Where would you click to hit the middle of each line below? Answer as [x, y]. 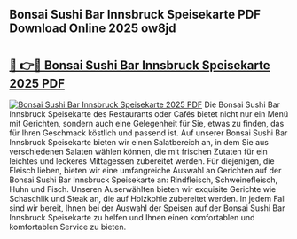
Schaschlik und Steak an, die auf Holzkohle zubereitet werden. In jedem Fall [148, 199]
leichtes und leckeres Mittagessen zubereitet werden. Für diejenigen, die [142, 161]
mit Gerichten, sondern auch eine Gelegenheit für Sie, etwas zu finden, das [147, 123]
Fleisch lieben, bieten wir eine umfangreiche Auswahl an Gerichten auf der [145, 170]
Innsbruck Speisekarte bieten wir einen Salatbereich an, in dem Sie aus [139, 142]
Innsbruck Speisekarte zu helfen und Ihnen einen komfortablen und [132, 217]
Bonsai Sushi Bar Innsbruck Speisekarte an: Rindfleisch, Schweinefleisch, [143, 180]
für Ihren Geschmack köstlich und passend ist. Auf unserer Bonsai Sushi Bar [148, 133]
